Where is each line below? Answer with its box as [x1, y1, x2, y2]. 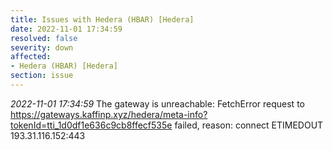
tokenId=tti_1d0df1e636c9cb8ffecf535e [10, 119, 173, 131]
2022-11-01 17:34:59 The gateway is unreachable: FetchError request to [10, 97, 305, 110]
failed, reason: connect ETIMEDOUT [174, 119, 324, 131]
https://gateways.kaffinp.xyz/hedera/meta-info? [10, 108, 208, 120]
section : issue [10, 71, 74, 81]
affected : [10, 52, 52, 62]
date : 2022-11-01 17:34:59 [10, 24, 123, 34]
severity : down [10, 42, 74, 53]
